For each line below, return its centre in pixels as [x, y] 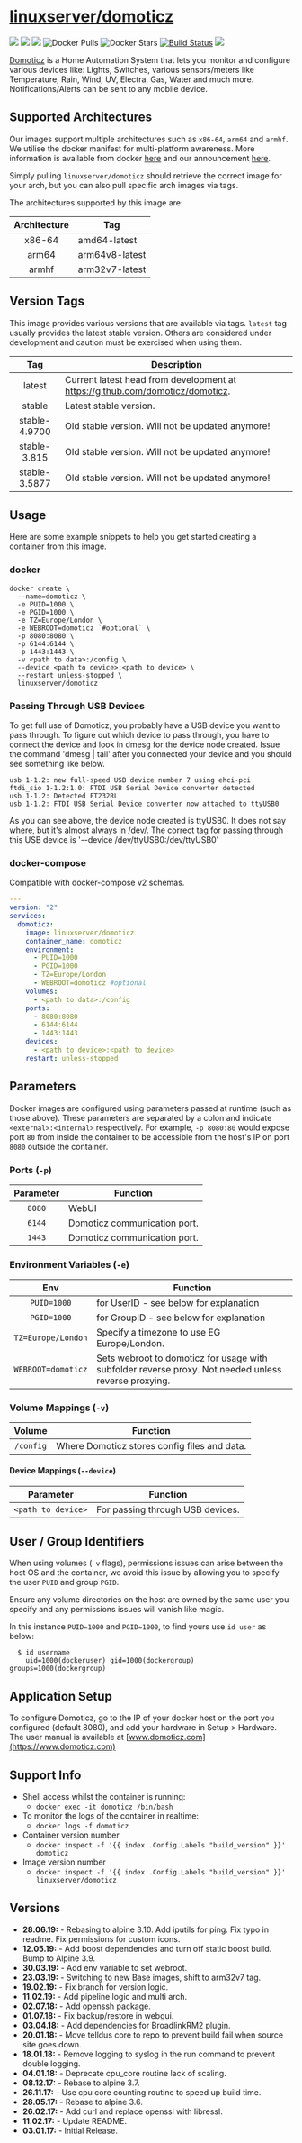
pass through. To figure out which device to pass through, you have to [139, 734]
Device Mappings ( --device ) [63, 1471]
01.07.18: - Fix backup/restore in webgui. [98, 2015]
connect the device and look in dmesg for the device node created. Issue [145, 744]
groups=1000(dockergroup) [58, 1669]
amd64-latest [107, 240]
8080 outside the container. [59, 1146]
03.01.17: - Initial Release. [70, 2130]
